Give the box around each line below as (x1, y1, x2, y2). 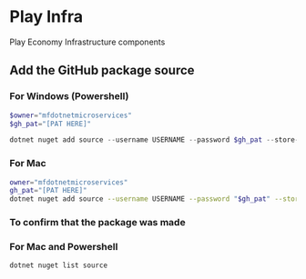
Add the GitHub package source (9, 63, 195, 78)
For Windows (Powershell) (9, 90, 129, 103)
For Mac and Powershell (9, 241, 118, 254)
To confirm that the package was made (9, 216, 186, 229)
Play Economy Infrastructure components (9, 36, 166, 47)
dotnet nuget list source (9, 261, 107, 270)
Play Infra (9, 6, 84, 27)
